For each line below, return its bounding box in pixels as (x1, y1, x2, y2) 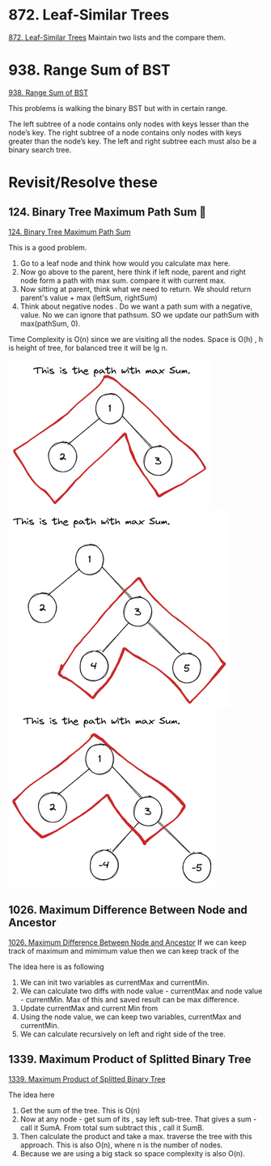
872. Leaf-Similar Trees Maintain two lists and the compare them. (8, 32, 227, 42)
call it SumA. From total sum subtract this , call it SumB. (19, 1122, 205, 1132)
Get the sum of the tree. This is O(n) (19, 1105, 141, 1115)
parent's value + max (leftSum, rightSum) (19, 293, 158, 302)
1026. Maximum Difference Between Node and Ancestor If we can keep (8, 937, 247, 947)
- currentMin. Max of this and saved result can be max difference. (19, 994, 240, 1004)
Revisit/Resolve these (8, 173, 158, 192)
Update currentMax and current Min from (19, 1003, 159, 1013)
